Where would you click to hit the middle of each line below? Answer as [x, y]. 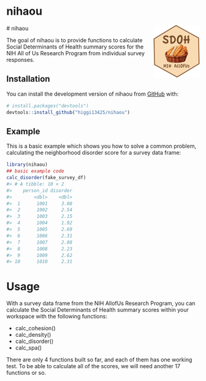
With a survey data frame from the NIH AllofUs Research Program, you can [101, 303]
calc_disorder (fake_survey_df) [46, 178]
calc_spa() [28, 348]
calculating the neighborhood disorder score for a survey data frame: [94, 153]
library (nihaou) [27, 165]
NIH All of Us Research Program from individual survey [76, 53]
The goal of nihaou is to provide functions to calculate [74, 40]
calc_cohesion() [36, 328]
